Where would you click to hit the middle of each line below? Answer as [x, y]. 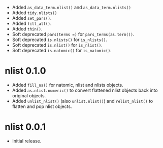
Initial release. [27, 141]
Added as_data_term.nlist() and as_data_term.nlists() [72, 7]
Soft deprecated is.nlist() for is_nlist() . [57, 45]
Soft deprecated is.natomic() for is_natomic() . [62, 50]
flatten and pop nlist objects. [42, 106]
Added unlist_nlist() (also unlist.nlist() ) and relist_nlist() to [83, 101]
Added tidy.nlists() [35, 13]
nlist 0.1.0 [25, 71]
